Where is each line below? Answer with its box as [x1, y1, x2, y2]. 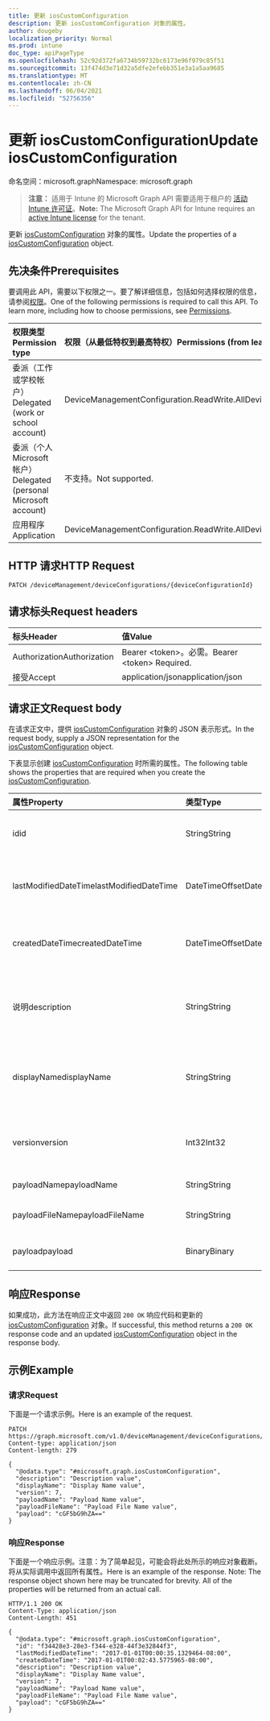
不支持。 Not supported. [63, 473, 154, 484]
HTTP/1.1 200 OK [8, 1600, 63, 1608]
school [12, 417, 39, 428]
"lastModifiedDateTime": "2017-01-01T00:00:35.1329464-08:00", [15, 1649, 231, 1657]
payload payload [12, 1246, 74, 1257]
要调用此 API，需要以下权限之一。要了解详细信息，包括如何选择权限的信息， [8, 287, 261, 296]
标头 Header [12, 631, 58, 642]
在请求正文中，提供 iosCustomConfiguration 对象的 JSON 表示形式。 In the [8, 724, 255, 734]
